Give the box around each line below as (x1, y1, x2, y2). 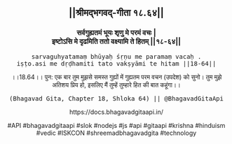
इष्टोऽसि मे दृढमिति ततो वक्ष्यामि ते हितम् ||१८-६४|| (51, 36, 182, 46)
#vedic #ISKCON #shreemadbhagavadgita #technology (36, 129, 197, 137)
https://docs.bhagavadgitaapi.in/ (69, 108, 164, 116)
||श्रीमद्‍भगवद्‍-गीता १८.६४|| (68, 7, 165, 19)
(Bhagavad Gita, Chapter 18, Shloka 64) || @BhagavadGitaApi (8, 94, 224, 102)
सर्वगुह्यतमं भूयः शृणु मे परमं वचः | (76, 28, 156, 38)
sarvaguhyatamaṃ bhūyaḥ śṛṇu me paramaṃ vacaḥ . (31, 52, 202, 60)
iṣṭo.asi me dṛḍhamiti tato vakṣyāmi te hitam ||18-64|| (16, 59, 217, 67)
